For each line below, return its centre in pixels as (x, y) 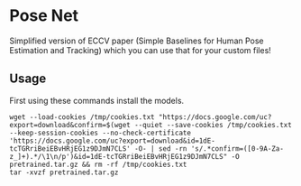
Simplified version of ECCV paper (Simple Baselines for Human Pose (137, 41)
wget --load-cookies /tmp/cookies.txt (82, 117)
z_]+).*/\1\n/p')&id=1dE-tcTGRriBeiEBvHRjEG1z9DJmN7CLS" (119, 156)
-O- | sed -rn (160, 149)
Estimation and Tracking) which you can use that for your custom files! (141, 50)
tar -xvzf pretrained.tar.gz (64, 172)
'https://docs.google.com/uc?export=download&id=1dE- (113, 141)
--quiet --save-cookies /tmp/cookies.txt (213, 125)
